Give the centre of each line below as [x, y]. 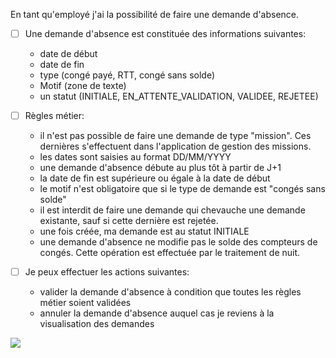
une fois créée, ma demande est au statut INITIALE [144, 231]
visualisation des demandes [97, 324]
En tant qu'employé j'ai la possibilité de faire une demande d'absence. [155, 14]
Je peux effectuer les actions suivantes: [107, 272]
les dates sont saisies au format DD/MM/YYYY [135, 157]
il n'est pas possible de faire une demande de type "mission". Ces [175, 136]
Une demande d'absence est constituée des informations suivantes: [165, 33]
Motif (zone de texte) [83, 86]
